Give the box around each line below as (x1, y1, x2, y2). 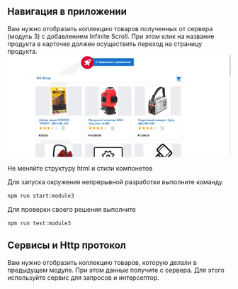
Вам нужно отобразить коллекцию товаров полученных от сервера (7, 24, 213, 33)
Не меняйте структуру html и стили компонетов (7, 164, 153, 173)
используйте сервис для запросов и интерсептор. (7, 273, 159, 282)
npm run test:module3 (7, 220, 72, 227)
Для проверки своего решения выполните (7, 205, 137, 213)
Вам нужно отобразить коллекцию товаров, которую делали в (7, 258, 197, 266)
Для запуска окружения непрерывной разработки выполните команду (7, 178, 223, 186)
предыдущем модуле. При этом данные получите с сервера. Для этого (7, 266, 225, 274)
